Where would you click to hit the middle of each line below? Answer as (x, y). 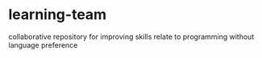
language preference (43, 44)
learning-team (58, 15)
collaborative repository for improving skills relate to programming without (131, 37)
